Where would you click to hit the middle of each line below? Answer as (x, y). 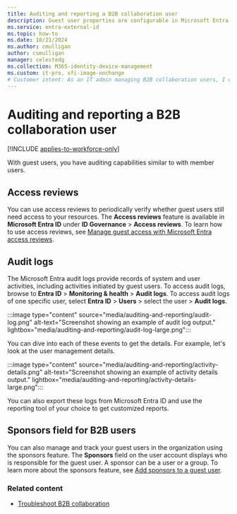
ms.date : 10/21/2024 (38, 40)
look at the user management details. (61, 351)
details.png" (25, 372)
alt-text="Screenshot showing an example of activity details (131, 372)
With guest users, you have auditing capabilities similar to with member (111, 162)
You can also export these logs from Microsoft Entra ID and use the (105, 400)
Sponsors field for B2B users (72, 430)
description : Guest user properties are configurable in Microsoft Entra (118, 20)
